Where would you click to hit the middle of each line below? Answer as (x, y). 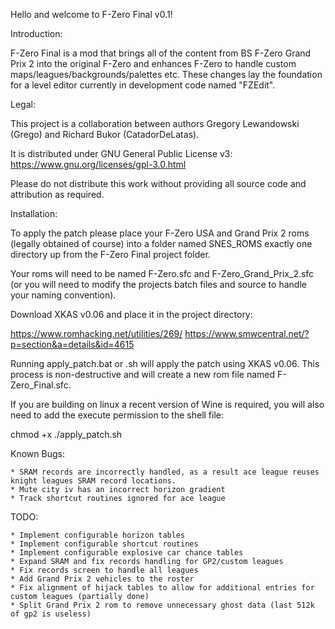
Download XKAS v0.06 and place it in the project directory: (131, 314)
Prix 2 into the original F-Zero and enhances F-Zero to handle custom (153, 63)
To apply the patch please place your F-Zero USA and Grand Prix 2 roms (160, 233)
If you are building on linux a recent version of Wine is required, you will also (167, 404)
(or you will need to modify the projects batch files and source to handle (158, 284)
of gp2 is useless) (51, 614)
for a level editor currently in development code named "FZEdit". (143, 85)
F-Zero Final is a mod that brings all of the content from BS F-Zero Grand (161, 53)
